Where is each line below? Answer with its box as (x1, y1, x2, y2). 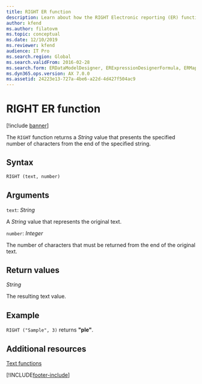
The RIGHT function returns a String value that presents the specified (6, 134, 176, 141)
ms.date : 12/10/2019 (6, 37, 58, 43)
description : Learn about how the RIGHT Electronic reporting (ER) (6, 14, 179, 20)
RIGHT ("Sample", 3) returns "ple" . (6, 326, 94, 333)
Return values (6, 265, 60, 275)
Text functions (6, 360, 42, 367)
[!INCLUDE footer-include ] (6, 371, 70, 379)
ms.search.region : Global (6, 54, 71, 60)
